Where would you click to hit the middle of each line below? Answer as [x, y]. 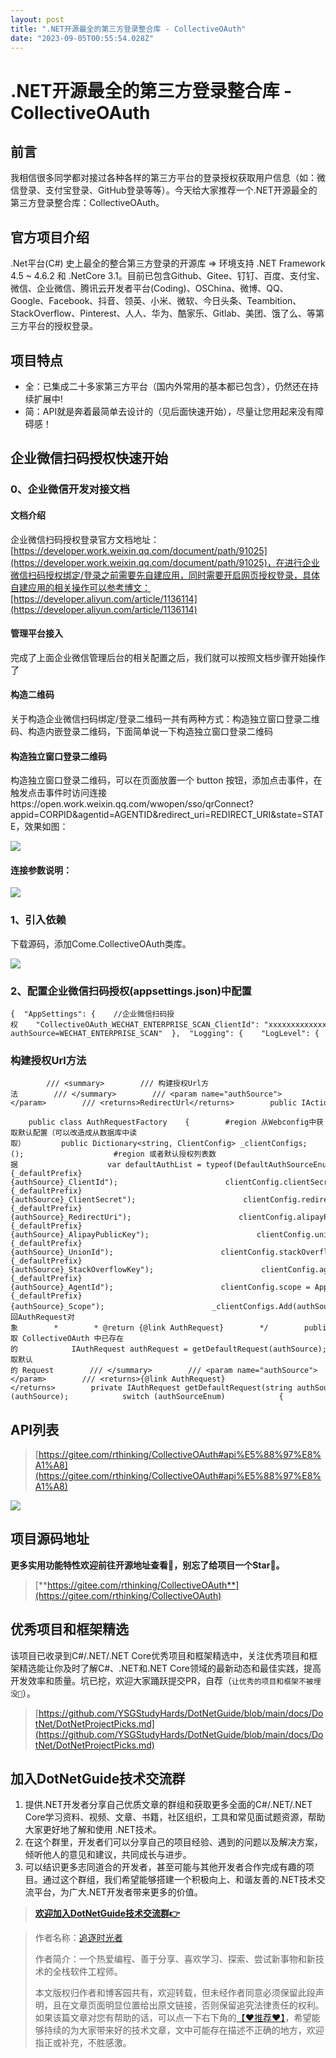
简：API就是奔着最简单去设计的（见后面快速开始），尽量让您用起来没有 [170, 411]
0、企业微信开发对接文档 [70, 489]
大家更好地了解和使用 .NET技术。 [93, 1830]
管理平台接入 [36, 633]
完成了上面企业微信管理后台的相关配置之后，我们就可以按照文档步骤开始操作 [168, 657]
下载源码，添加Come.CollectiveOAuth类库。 [101, 943]
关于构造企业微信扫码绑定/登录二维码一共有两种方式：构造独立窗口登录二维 [165, 718]
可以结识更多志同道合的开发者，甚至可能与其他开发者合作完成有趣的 [165, 1867]
